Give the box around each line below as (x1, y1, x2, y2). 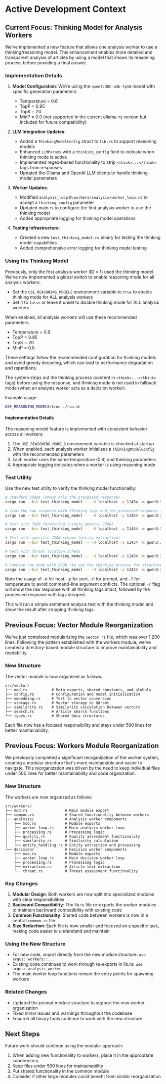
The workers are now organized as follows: (5, 794, 93, 800)
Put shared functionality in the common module (12, 1068, 109, 1074)
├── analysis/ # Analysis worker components (5, 816, 127, 822)
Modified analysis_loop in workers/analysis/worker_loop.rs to (19, 194, 148, 200)
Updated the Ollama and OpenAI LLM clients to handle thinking (19, 170, 148, 176)
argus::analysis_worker (12, 966, 62, 972)
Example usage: (5, 394, 38, 400)
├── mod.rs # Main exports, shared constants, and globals (5, 687, 152, 692)
